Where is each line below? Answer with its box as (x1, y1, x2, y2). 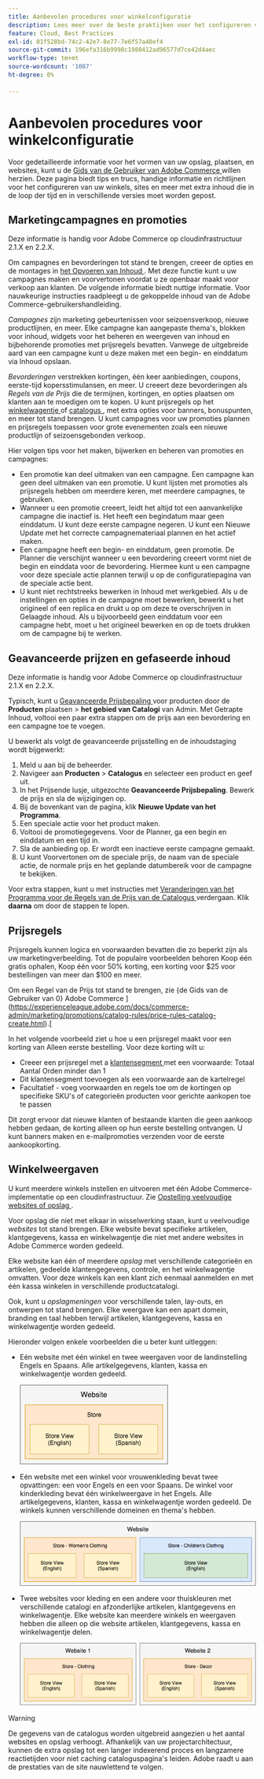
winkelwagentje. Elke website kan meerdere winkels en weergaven (19, 1610, 236, 1620)
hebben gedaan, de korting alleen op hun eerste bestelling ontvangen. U (8, 1123, 243, 1133)
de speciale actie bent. (19, 579, 93, 588)
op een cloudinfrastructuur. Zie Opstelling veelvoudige (56, 1192, 233, 1201)
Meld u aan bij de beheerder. (19, 761, 113, 770)
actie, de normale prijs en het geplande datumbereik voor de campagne (19, 861, 252, 870)
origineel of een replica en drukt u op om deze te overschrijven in (19, 604, 232, 613)
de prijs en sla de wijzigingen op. (19, 794, 126, 803)
